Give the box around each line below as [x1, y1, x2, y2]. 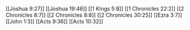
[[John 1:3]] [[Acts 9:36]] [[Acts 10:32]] [5, 18, 103, 25]
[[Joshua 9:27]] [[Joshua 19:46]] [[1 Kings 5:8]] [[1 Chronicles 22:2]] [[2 [5, 5, 185, 12]
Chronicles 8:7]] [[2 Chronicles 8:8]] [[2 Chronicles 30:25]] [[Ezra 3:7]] [5, 11, 182, 19]
